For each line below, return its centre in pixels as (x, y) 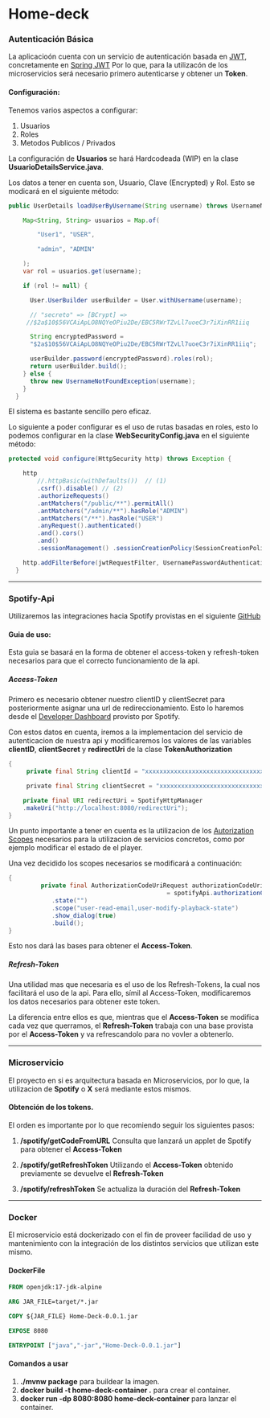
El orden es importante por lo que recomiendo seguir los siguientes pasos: (131, 1125)
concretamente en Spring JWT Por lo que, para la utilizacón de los (118, 65)
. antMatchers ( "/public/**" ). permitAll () (106, 503)
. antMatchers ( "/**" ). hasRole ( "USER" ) (100, 518)
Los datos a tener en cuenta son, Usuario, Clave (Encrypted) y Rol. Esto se (132, 183)
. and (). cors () (61, 533)
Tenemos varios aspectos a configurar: (73, 110)
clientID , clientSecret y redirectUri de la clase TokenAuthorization (121, 750)
